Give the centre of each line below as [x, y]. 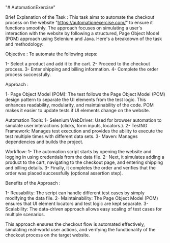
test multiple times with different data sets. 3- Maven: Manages [72, 136]
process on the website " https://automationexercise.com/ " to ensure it [79, 23]
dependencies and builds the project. [44, 142]
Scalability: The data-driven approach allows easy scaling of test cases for [83, 209]
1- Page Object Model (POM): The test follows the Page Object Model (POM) [85, 94]
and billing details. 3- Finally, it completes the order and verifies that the [81, 168]
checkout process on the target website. [48, 235]
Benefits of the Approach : [33, 183]
